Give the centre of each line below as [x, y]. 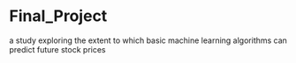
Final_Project [58, 16]
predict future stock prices [57, 49]
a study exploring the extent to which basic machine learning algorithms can [148, 40]
